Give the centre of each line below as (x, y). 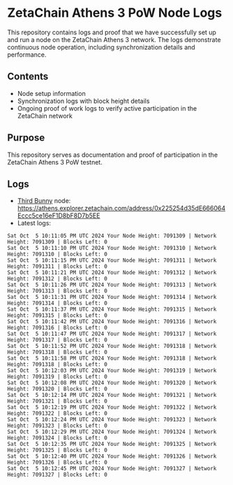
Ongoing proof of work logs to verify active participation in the (107, 108)
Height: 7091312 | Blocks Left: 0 (58, 279)
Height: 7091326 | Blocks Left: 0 (58, 463)
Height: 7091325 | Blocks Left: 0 (58, 450)
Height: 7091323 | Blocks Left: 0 (58, 426)
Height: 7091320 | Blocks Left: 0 (58, 389)
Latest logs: (34, 223)
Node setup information (51, 93)
